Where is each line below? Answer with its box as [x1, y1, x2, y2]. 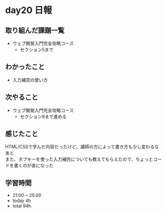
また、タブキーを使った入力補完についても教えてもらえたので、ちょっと [5, 156, 153, 162]
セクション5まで [19, 47, 53, 53]
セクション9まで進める [19, 113, 67, 119]
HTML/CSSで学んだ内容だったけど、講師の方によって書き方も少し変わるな [5, 144, 159, 150]
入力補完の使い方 [12, 77, 48, 83]
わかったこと [5, 63, 45, 71]
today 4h [12, 197, 31, 203]
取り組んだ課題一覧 [5, 26, 64, 35]
